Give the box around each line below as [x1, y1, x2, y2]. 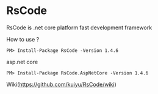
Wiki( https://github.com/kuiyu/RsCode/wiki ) [6, 81, 117, 88]
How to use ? [6, 35, 40, 43]
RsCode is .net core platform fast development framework [6, 24, 153, 31]
